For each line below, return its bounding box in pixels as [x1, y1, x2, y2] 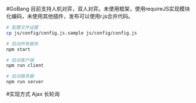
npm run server [6, 79, 44, 85]
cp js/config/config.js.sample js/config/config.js [6, 30, 137, 36]
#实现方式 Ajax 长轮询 [6, 90, 60, 97]
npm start [6, 46, 31, 52]
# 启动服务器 [6, 73, 34, 79]
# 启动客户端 [6, 57, 34, 63]
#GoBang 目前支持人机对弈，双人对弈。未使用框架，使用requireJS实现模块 [6, 5, 191, 12]
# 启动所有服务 [6, 40, 39, 46]
